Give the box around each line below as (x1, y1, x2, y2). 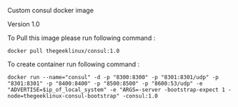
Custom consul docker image (7, 6, 94, 14)
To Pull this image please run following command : (7, 34, 156, 42)
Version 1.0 (7, 20, 40, 28)
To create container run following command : (7, 60, 140, 68)
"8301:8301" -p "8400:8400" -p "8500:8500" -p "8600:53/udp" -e (7, 80, 203, 87)
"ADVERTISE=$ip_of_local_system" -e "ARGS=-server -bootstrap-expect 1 (7, 86, 225, 93)
